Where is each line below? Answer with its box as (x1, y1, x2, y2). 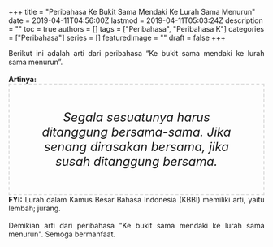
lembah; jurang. (8, 203, 61, 213)
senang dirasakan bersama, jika (43, 139, 230, 154)
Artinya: (8, 75, 37, 84)
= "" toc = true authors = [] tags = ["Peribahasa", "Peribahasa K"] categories (8, 24, 265, 33)
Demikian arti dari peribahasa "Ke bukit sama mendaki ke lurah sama (8, 221, 265, 230)
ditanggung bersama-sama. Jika (41, 124, 232, 140)
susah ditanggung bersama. (55, 154, 218, 169)
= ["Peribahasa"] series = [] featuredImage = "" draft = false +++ (8, 32, 226, 42)
